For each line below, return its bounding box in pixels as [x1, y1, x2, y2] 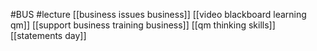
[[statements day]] [10, 30, 87, 41]
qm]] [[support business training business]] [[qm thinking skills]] [10, 19, 276, 31]
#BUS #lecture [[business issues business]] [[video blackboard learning [10, 9, 307, 20]
